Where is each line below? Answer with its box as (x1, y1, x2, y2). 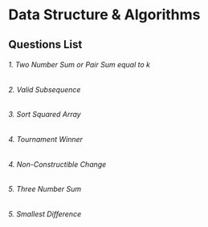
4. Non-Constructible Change (8, 159, 107, 169)
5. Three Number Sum (8, 184, 82, 194)
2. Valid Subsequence (8, 84, 81, 94)
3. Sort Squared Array (8, 110, 82, 120)
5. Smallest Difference (8, 209, 82, 218)
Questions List (8, 38, 83, 51)
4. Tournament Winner (8, 135, 83, 144)
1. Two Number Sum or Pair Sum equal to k (8, 60, 151, 70)
